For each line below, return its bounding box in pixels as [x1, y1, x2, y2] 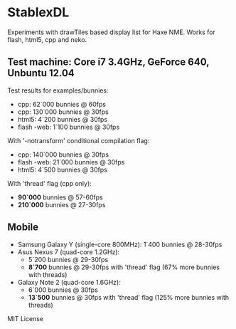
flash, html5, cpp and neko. [7, 35, 87, 43]
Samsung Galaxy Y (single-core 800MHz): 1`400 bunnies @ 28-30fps [17, 240, 222, 249]
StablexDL [7, 4, 70, 21]
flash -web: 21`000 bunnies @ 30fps [17, 157, 125, 166]
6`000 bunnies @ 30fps [28, 286, 98, 294]
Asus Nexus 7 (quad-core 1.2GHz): [17, 247, 120, 256]
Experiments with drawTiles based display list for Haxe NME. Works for [7, 28, 215, 36]
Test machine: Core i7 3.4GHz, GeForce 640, [7, 56, 210, 68]
